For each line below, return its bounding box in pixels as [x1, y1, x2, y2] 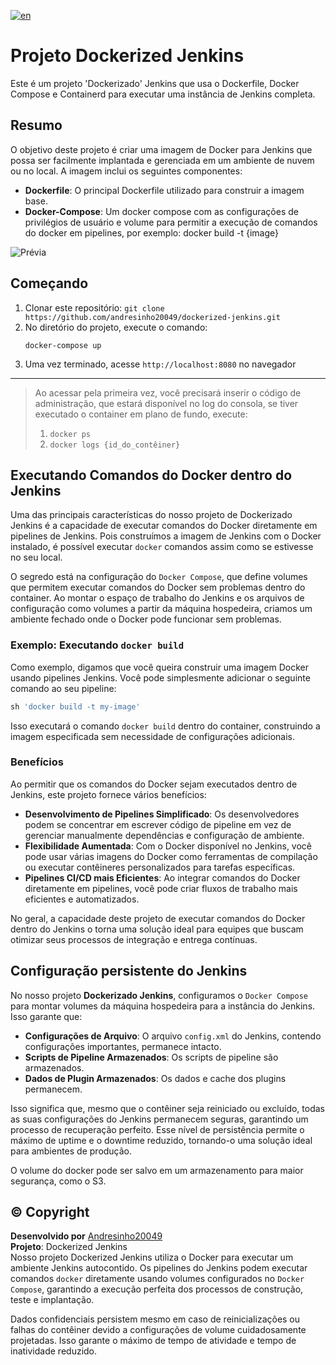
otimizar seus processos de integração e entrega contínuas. [10, 933, 258, 945]
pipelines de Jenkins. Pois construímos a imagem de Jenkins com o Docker [10, 530, 322, 542]
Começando [10, 275, 89, 292]
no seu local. [10, 551, 63, 564]
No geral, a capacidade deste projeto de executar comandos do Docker [10, 912, 306, 924]
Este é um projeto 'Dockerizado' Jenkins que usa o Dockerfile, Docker [10, 77, 300, 89]
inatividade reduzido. [10, 1345, 98, 1357]
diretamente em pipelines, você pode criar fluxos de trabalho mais [24, 882, 298, 894]
